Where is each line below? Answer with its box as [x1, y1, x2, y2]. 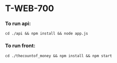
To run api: [5, 20, 31, 27]
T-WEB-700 [5, 3, 55, 14]
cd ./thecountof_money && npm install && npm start [5, 53, 112, 58]
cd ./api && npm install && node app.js [5, 31, 89, 36]
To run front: [5, 42, 36, 49]
